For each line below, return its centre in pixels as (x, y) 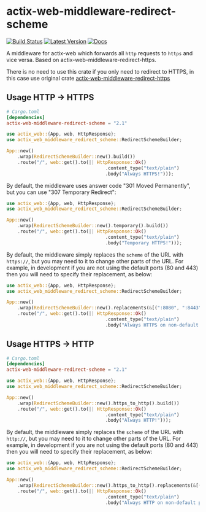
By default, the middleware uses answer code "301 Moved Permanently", (99, 185)
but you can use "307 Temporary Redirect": (61, 192)
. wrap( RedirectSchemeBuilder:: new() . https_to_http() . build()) (98, 403)
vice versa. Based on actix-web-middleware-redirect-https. (81, 60)
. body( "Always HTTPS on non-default (152, 325)
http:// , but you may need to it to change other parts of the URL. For (93, 439)
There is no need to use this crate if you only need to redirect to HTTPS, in (100, 71)
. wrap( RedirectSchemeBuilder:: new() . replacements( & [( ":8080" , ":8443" (109, 308)
